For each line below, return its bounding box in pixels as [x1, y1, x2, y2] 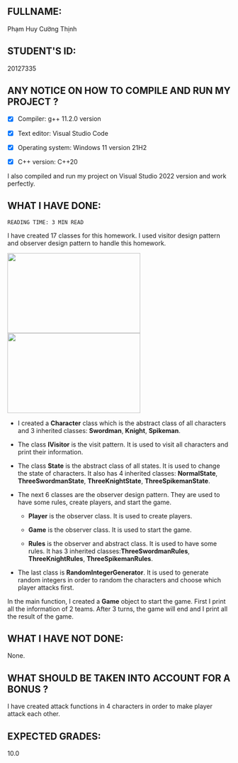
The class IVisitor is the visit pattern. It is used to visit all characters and [17, 440, 229, 449]
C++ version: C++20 [17, 157, 78, 166]
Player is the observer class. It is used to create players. [28, 511, 193, 520]
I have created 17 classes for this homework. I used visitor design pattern [7, 231, 221, 240]
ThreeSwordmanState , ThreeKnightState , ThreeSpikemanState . [17, 476, 210, 485]
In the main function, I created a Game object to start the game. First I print [7, 597, 226, 605]
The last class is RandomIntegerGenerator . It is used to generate [17, 568, 209, 577]
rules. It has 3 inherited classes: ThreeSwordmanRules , [28, 547, 190, 555]
